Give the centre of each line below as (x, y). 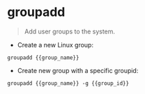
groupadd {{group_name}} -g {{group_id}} (68, 83)
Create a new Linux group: (55, 45)
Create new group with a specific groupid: (78, 70)
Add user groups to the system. (70, 31)
